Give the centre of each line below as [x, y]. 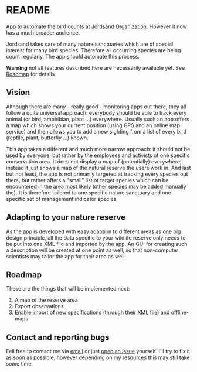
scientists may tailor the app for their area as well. [66, 256]
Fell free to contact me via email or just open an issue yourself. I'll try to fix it [98, 351]
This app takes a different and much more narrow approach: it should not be [98, 149]
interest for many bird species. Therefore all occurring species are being [94, 50]
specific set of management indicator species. [62, 199]
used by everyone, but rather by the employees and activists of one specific [98, 155]
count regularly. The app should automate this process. [73, 56]
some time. [20, 364]
